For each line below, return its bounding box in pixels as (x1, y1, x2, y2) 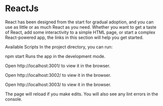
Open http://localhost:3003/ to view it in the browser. (5, 81, 111, 88)
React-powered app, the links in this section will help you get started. (5, 35, 144, 40)
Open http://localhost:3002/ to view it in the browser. (5, 72, 111, 78)
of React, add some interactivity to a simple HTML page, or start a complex (5, 29, 156, 35)
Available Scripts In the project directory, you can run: (5, 44, 113, 50)
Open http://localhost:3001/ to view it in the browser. (5, 63, 110, 69)
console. (5, 96, 23, 102)
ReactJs (5, 3, 39, 14)
